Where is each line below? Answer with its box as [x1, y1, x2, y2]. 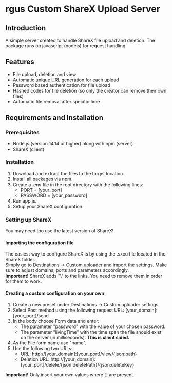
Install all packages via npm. [12, 176, 73, 182]
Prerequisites [5, 129, 40, 136]
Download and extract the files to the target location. [12, 170, 125, 176]
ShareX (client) [12, 146, 45, 152]
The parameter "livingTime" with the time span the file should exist [20, 329, 162, 335]
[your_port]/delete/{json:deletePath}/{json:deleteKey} [20, 361, 135, 368]
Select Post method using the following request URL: [12, 307, 125, 313]
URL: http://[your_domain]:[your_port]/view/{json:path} [20, 351, 137, 357]
